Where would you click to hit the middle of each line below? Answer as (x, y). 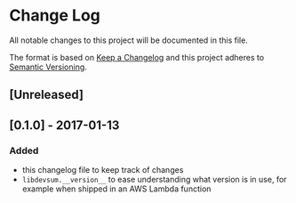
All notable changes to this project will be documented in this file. (129, 40)
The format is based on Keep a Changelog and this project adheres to (137, 57)
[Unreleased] (47, 95)
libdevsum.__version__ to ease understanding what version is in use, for (154, 180)
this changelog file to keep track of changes (103, 170)
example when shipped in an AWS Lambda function (116, 189)
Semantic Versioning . (48, 67)
